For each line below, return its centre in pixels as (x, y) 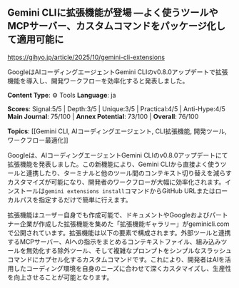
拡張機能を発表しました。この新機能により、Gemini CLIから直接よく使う (114, 164)
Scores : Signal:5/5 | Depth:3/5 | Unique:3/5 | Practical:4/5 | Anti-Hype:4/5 (117, 108)
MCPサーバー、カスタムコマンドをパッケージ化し (117, 26)
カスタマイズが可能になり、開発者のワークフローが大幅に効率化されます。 (116, 182)
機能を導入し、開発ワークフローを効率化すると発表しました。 (98, 81)
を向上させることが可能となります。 (60, 277)
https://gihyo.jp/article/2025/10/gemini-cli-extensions (86, 57)
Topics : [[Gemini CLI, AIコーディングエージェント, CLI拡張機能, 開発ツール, (117, 131)
